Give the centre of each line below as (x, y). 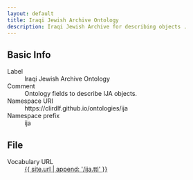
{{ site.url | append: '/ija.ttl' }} (66, 169)
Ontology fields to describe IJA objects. (81, 94)
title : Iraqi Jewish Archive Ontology (63, 20)
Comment (21, 86)
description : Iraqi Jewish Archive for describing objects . (97, 26)
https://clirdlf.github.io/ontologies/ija (76, 108)
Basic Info (29, 55)
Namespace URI (30, 101)
